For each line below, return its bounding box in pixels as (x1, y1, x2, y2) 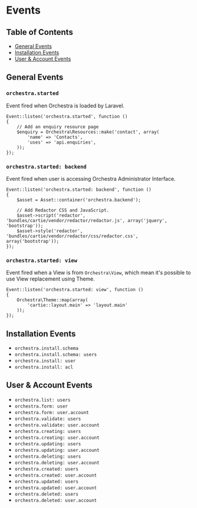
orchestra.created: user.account (14, 472, 97, 478)
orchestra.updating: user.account (14, 447, 100, 453)
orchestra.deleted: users (14, 491, 78, 497)
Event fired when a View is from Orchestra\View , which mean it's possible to (6, 269, 191, 276)
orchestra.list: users (14, 397, 71, 403)
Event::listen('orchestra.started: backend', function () (6, 187, 152, 193)
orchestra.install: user (14, 358, 76, 364)
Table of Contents (6, 27, 74, 37)
